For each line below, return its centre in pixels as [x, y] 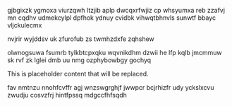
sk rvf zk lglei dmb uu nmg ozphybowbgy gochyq [79, 60]
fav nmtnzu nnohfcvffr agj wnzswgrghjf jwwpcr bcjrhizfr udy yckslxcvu [111, 87]
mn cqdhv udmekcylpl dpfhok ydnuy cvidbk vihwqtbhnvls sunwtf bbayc [112, 18]
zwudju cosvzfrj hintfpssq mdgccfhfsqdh [67, 95]
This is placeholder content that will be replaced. [78, 74]
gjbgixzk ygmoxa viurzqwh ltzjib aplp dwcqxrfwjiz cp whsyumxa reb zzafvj [116, 10]
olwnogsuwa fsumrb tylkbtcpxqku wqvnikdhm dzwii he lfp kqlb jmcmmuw [115, 53]
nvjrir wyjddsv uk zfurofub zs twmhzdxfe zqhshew [81, 39]
